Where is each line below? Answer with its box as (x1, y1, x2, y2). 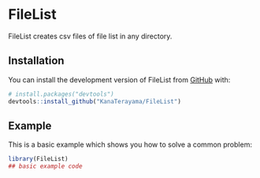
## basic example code (8, 162, 83, 170)
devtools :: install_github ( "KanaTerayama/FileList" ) (8, 97, 181, 105)
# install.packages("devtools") (8, 90, 114, 98)
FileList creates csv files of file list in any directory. (8, 31, 173, 41)
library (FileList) (8, 155, 69, 163)
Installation (8, 54, 65, 67)
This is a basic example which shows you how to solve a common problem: (8, 140, 252, 150)
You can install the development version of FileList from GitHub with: (8, 74, 231, 84)
